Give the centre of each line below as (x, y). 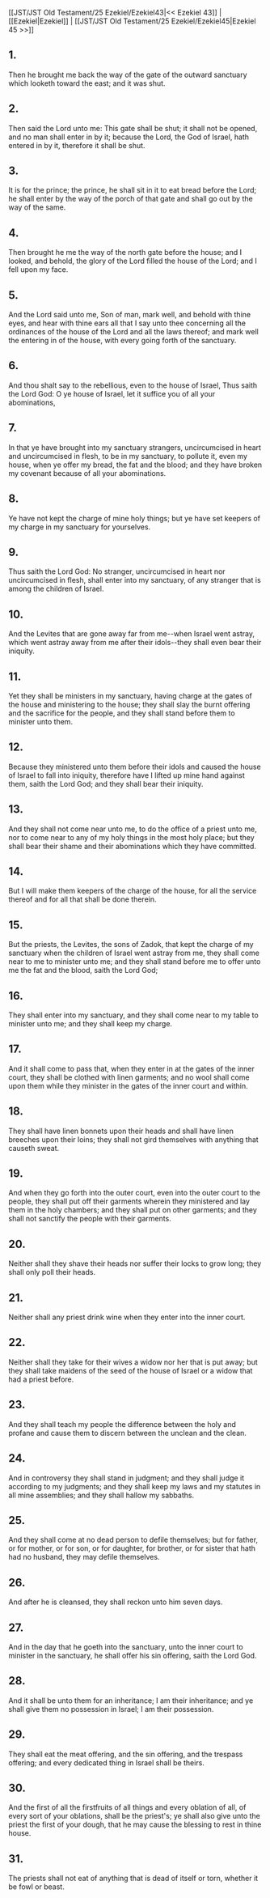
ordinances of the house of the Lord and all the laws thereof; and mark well (133, 332)
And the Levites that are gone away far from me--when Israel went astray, (131, 634)
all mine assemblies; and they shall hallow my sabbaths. (101, 1495)
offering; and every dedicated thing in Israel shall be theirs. (106, 1762)
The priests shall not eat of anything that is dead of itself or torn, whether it (133, 1879)
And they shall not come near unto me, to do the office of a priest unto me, (133, 829)
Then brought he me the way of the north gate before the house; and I (125, 253)
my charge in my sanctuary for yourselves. (80, 527)
